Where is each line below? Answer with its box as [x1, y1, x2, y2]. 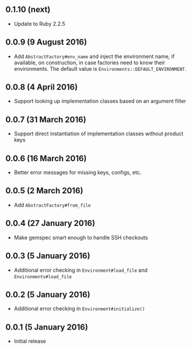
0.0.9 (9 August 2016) [5, 37, 87, 47]
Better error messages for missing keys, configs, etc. [13, 169, 142, 176]
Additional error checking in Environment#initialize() [13, 305, 145, 312]
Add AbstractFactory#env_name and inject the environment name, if [13, 53, 175, 60]
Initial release [13, 338, 46, 345]
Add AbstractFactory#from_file [13, 201, 91, 208]
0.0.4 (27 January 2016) [5, 218, 96, 228]
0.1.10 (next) [5, 5, 51, 15]
